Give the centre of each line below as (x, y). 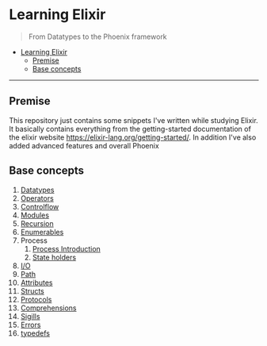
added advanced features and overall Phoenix (84, 145)
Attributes (36, 283)
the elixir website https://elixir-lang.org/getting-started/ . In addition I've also (133, 137)
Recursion (37, 223)
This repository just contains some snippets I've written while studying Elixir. (133, 120)
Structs (32, 290)
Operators (37, 198)
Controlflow (40, 206)
